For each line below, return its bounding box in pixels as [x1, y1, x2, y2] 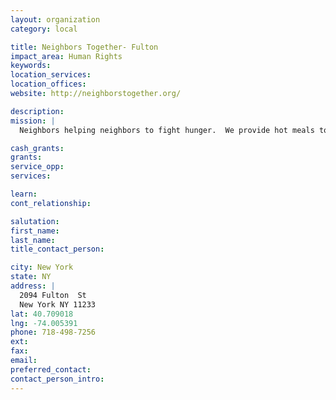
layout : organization [10, 14, 101, 25]
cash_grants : [10, 143, 65, 153]
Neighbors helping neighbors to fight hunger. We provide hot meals [19, 125, 315, 135]
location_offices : [10, 79, 87, 90]
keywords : [10, 61, 52, 71]
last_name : [10, 235, 56, 245]
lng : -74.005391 [10, 318, 78, 328]
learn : [10, 189, 38, 199]
